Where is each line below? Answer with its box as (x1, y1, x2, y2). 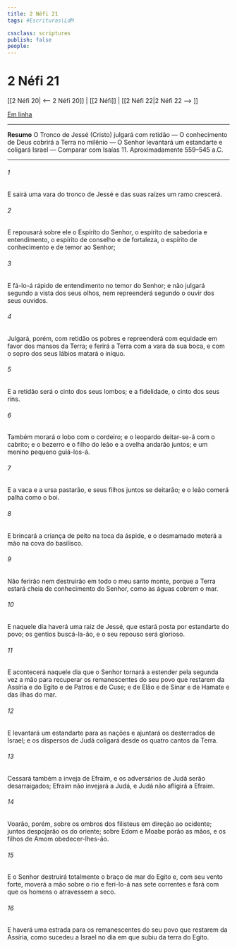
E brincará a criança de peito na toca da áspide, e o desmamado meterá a (7, 531, 222, 540)
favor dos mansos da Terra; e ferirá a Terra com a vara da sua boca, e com (7, 342, 225, 350)
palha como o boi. (7, 493, 60, 502)
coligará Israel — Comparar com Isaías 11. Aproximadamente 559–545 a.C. (7, 145, 224, 154)
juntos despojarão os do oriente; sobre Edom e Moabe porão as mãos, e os (7, 827, 226, 835)
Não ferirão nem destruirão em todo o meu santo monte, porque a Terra (7, 577, 217, 585)
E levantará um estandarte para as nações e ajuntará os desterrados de (7, 728, 215, 737)
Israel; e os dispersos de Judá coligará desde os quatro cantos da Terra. (7, 736, 219, 745)
